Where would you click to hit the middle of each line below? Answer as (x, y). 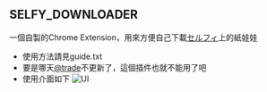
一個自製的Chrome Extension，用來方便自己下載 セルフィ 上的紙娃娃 (133, 37)
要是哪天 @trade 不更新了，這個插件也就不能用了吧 (114, 67)
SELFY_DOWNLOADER (74, 15)
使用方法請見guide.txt (62, 56)
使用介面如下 (46, 79)
